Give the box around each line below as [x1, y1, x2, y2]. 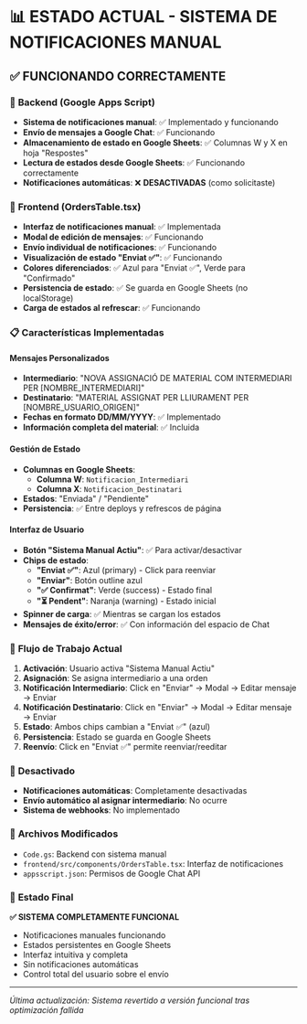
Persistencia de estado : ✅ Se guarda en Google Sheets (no [22, 283, 249, 293]
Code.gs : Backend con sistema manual [22, 848, 167, 859]
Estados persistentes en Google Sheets [22, 939, 172, 950]
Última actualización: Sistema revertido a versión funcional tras [9, 995, 250, 1006]
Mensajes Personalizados [9, 352, 110, 363]
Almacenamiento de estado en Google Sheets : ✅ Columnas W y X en [22, 137, 288, 148]
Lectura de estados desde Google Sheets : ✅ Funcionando [22, 156, 245, 168]
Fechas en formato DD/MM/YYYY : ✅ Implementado [22, 411, 221, 422]
